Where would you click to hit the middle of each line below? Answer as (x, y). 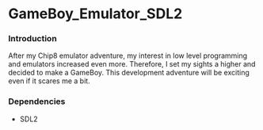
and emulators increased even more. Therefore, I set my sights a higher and (132, 64)
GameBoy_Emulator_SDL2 (95, 14)
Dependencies (37, 101)
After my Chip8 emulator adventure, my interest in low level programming (128, 55)
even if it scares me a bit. (49, 81)
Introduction (32, 39)
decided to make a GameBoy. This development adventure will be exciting (129, 73)
